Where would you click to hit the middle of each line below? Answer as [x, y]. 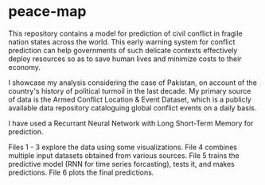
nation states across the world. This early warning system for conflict [122, 41]
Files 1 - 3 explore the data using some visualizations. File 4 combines [123, 147]
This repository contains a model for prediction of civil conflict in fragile [125, 33]
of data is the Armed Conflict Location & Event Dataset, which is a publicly [130, 99]
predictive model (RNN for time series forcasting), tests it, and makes [121, 164]
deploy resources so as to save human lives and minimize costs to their [125, 59]
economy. [25, 67]
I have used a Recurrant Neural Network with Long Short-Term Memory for [131, 123]
